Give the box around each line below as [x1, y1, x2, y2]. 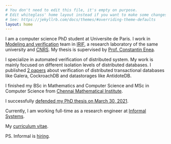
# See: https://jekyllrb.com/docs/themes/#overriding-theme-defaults [5, 17, 156, 22]
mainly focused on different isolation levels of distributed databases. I [5, 62, 151, 68]
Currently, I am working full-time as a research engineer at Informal [5, 108, 147, 114]
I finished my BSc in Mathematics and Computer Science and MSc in [5, 83, 149, 89]
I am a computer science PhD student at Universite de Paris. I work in [5, 36, 151, 42]
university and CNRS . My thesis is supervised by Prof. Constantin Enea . [5, 46, 155, 53]
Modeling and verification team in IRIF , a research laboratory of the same [5, 41, 158, 47]
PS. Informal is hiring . [5, 133, 50, 139]
